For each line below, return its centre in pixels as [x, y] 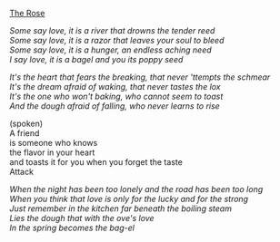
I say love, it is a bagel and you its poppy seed [96, 59]
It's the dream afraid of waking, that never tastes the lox [115, 87]
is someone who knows [54, 143]
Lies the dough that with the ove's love [82, 218]
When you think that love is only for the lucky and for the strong [129, 199]
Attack [22, 172]
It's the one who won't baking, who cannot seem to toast [116, 96]
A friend [25, 133]
